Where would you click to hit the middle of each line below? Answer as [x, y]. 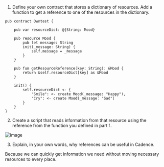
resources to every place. [31, 159]
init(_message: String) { [49, 47]
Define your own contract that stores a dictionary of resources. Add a [82, 7]
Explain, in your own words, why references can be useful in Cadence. [83, 144]
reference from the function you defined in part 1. [62, 125]
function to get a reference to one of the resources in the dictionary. [81, 12]
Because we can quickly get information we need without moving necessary [82, 154]
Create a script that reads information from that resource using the [79, 120]
